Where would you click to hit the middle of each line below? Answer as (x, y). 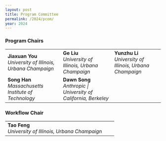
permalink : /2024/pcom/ (30, 19)
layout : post (19, 10)
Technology (21, 98)
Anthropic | (76, 86)
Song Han (19, 80)
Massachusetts (25, 86)
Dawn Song (77, 80)
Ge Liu (71, 53)
